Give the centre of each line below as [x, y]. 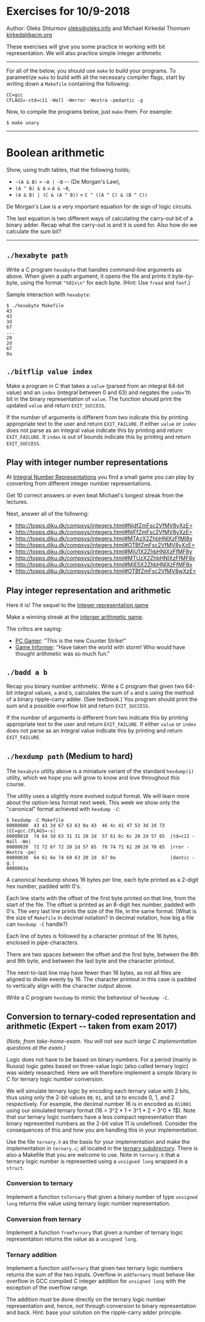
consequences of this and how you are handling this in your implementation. [102, 1130]
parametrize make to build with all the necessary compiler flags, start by [96, 77]
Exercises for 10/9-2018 [68, 11]
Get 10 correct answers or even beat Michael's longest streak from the [95, 495]
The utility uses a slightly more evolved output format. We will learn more [98, 796]
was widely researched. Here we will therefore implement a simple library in [102, 1072]
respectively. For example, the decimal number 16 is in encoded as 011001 [99, 1104]
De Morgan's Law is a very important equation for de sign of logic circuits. [99, 206]
